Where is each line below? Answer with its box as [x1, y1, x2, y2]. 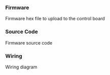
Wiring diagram [5, 64, 38, 70]
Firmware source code [5, 40, 53, 46]
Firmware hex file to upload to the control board [5, 16, 105, 22]
